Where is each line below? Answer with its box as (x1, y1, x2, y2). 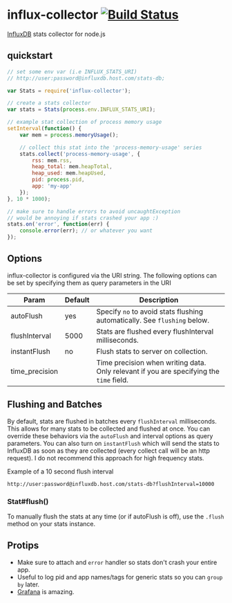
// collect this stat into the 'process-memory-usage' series (19, 144, 202, 151)
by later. (17, 580, 40, 588)
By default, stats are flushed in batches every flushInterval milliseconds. (7, 417, 217, 425)
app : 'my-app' (32, 183, 72, 190)
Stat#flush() (7, 496, 49, 506)
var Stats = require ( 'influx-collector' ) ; (7, 87, 131, 94)
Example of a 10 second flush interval (7, 467, 114, 476)
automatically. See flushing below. (96, 315, 210, 325)
